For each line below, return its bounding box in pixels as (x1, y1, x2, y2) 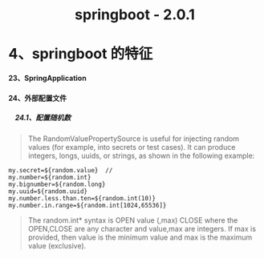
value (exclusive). (27, 240, 87, 250)
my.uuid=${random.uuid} (8, 187, 88, 196)
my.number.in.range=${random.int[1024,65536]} (8, 201, 167, 209)
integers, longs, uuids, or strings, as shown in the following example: (27, 151, 255, 160)
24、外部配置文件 (8, 93, 67, 103)
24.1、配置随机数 (14, 113, 71, 123)
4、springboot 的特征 (8, 45, 153, 63)
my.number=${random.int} (8, 173, 91, 181)
